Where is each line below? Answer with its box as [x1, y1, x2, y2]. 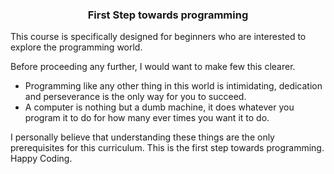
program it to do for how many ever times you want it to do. [24, 112, 270, 124]
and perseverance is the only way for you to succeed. [24, 91, 247, 103]
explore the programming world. [10, 41, 143, 53]
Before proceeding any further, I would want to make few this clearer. [10, 61, 296, 73]
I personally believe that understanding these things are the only [10, 131, 275, 143]
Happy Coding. [10, 153, 73, 165]
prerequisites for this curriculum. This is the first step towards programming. [10, 142, 325, 154]
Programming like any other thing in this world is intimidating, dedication [24, 80, 323, 92]
